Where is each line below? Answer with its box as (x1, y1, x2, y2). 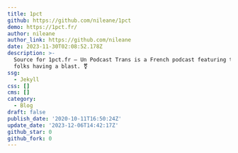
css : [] (7, 82, 30, 90)
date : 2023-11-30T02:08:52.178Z (7, 43, 103, 50)
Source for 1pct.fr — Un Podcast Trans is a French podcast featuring (13, 56, 227, 63)
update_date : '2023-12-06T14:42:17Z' (7, 121, 119, 129)
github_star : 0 (7, 128, 52, 135)
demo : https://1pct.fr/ (7, 23, 78, 30)
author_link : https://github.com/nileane (7, 37, 132, 44)
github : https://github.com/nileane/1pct (7, 17, 132, 24)
